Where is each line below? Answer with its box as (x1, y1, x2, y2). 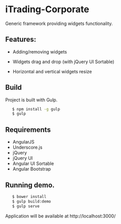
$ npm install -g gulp (12, 106, 60, 111)
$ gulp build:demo (12, 199, 51, 204)
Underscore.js (12, 144, 43, 151)
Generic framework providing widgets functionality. (5, 20, 113, 26)
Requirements (5, 125, 51, 134)
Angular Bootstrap (12, 166, 51, 172)
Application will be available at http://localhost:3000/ (5, 213, 116, 219)
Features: (5, 35, 37, 44)
